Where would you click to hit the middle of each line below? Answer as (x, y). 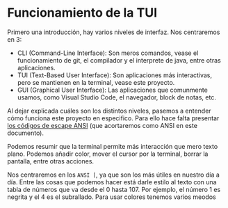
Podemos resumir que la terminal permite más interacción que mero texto (113, 146)
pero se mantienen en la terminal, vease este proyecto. (96, 82)
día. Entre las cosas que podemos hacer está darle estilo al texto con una (112, 182)
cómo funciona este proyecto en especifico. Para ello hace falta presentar (113, 118)
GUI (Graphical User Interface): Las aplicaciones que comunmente (113, 90)
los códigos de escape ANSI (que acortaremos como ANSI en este (103, 125)
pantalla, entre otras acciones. (51, 161)
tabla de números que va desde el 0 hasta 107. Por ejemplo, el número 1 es (114, 189)
